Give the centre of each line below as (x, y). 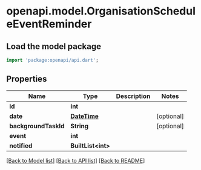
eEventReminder (49, 24)
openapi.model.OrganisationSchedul (101, 11)
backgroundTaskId (37, 126)
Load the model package (54, 46)
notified (21, 145)
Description (133, 96)
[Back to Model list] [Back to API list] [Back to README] (76, 160)
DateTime (84, 116)
